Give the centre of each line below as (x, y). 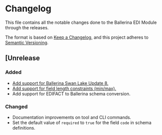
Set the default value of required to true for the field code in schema (82, 123)
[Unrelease (23, 58)
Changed (17, 106)
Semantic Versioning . (27, 42)
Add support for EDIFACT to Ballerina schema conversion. (71, 94)
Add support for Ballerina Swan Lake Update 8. (60, 83)
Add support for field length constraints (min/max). (64, 88)
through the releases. (27, 27)
